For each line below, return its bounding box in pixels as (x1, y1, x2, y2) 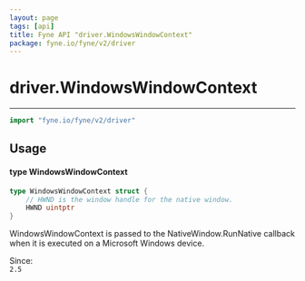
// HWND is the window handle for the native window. (25, 195, 233, 204)
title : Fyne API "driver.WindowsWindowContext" (9, 30, 193, 39)
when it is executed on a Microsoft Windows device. (9, 237, 205, 249)
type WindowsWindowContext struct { (9, 187, 148, 196)
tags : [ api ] (9, 22, 54, 31)
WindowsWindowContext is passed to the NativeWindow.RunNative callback (9, 228, 295, 239)
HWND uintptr (25, 203, 75, 213)
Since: (9, 256, 34, 266)
